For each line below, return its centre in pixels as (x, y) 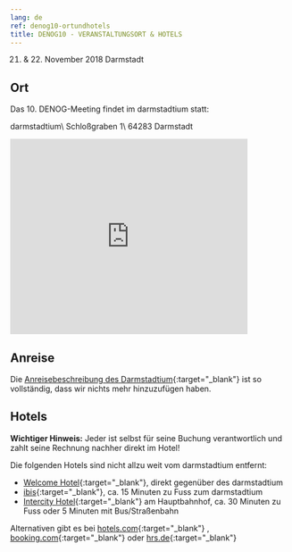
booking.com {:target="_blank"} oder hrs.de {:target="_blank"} (124, 538)
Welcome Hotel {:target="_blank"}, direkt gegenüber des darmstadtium (153, 482)
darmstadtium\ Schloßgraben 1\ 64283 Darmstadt (102, 127)
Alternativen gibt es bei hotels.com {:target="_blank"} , (110, 528)
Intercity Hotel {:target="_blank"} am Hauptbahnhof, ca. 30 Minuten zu (152, 501)
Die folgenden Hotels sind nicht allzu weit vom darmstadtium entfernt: (138, 464)
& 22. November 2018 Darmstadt (83, 60)
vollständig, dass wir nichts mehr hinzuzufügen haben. (111, 389)
